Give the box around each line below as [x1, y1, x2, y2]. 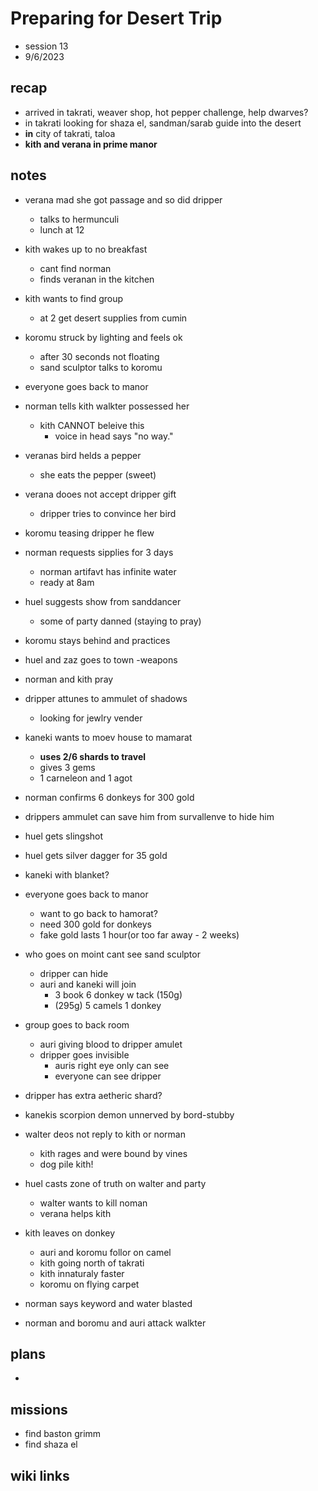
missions [10, 1401, 68, 1418]
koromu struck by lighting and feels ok [24, 331, 183, 343]
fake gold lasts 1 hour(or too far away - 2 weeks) [39, 928, 240, 941]
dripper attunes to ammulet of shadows [24, 692, 188, 704]
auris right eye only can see [54, 1059, 170, 1071]
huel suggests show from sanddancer [24, 595, 182, 607]
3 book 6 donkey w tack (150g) [54, 988, 183, 1001]
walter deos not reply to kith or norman [24, 1128, 187, 1140]
